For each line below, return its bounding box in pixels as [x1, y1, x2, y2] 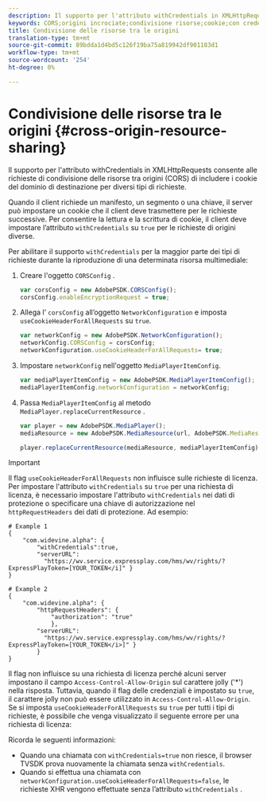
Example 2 [15, 585, 48, 593]
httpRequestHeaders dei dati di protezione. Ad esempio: [8, 507, 188, 517]
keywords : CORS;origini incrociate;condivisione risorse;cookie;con [8, 19, 240, 27]
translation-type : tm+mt [8, 33, 91, 42]
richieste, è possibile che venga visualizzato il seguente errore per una [8, 711, 240, 721]
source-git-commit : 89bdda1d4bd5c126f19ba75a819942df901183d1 [8, 41, 219, 49]
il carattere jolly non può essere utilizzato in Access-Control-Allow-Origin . [8, 694, 250, 704]
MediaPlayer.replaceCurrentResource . [19, 406, 145, 416]
